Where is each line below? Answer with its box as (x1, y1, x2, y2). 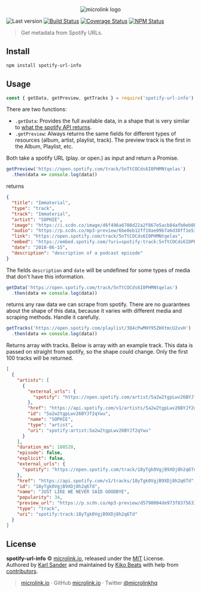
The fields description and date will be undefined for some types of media (6, 267, 190, 274)
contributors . (6, 567, 38, 575)
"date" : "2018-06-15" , (11, 244, 68, 250)
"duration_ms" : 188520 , (17, 444, 77, 450)
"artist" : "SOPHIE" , (11, 216, 63, 223)
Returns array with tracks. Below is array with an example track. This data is (6, 342, 193, 349)
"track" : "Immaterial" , (11, 211, 71, 217)
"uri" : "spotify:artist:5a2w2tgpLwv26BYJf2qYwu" (28, 427, 151, 433)
